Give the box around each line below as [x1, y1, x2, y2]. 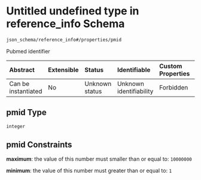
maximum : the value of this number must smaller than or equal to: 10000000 [6, 155, 193, 163]
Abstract [9, 65, 35, 74]
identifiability [117, 87, 154, 95]
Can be [9, 79, 30, 88]
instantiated [9, 87, 42, 95]
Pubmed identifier [6, 47, 51, 55]
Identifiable [117, 65, 151, 74]
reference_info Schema [6, 17, 125, 31]
